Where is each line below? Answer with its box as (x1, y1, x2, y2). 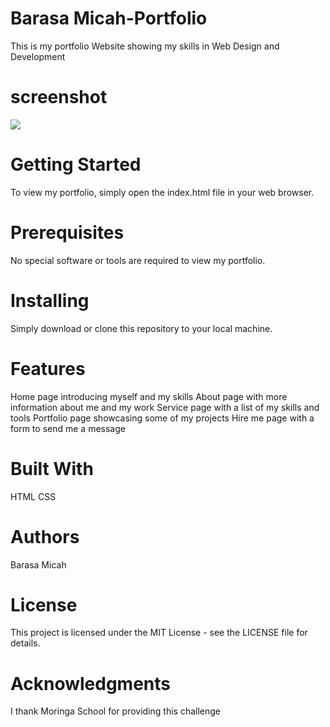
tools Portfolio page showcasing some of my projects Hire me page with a (10, 412, 315, 424)
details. (10, 637, 41, 649)
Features (10, 357, 86, 380)
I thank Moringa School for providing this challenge (10, 705, 221, 717)
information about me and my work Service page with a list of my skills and (10, 401, 320, 413)
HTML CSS (10, 490, 57, 502)
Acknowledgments (10, 672, 172, 695)
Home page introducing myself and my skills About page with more (10, 390, 288, 402)
